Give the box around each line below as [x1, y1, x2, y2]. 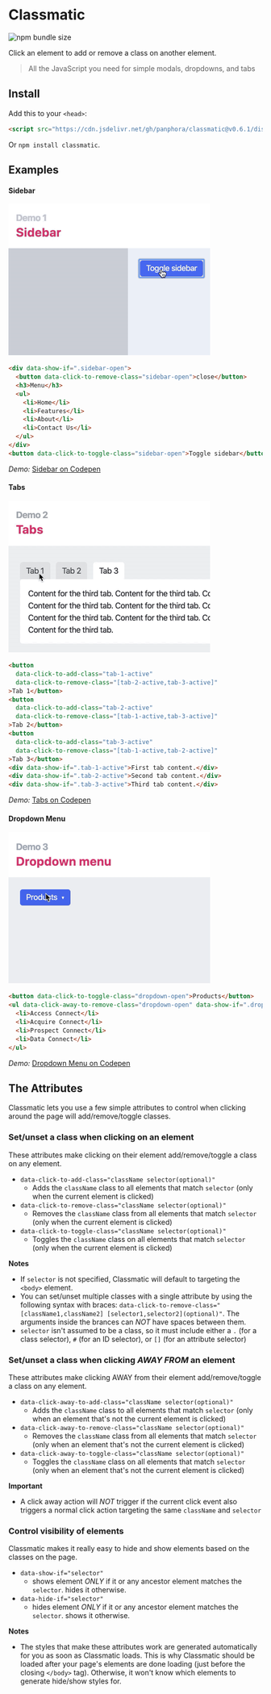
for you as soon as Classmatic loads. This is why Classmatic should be [19, 1650, 256, 1660]
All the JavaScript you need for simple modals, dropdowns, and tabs [27, 63, 256, 73]
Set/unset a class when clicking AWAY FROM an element [8, 1354, 236, 1366]
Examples [8, 163, 59, 177]
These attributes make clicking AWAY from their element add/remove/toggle [8, 1372, 262, 1382]
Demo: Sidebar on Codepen [8, 464, 101, 474]
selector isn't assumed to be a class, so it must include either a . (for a [19, 1325, 256, 1335]
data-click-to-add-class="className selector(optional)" [19, 1176, 216, 1184]
